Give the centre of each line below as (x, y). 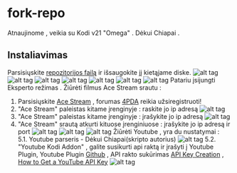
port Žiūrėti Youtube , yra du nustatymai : (118, 131)
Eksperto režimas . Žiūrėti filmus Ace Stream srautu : (84, 88)
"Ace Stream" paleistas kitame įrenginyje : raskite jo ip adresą (108, 109)
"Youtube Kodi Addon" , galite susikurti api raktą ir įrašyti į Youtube (116, 147)
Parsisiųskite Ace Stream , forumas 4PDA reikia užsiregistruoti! (110, 101)
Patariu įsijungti (193, 80)
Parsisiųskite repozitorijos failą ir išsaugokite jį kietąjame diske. (99, 72)
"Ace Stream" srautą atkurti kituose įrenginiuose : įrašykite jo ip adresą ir (124, 124)
